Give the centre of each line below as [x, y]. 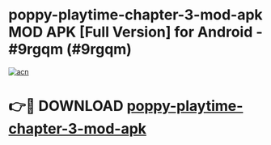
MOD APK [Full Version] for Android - [135, 32]
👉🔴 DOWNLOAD [66, 106]
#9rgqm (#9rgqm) [70, 49]
